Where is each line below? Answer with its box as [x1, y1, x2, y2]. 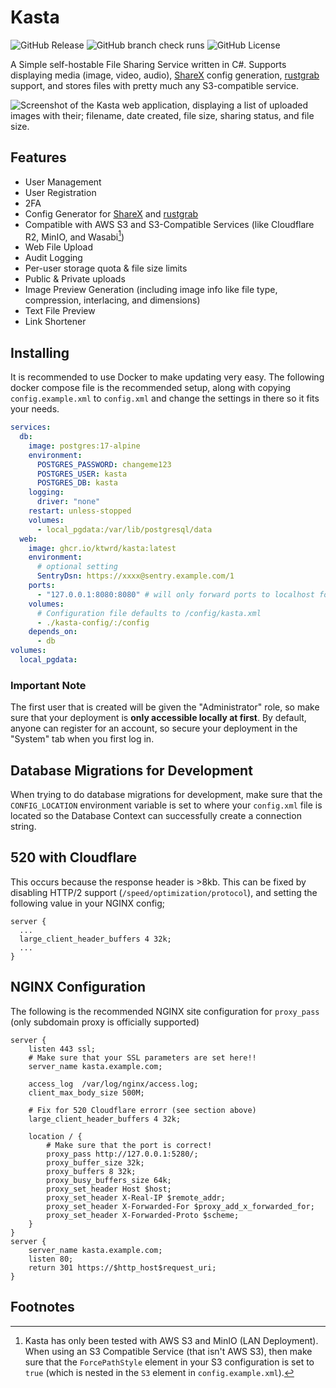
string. [10, 821, 37, 833]
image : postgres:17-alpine [28, 441, 141, 451]
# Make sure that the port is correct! [46, 1140, 213, 1150]
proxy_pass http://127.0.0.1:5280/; [46, 1149, 199, 1159]
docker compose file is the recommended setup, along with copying [10, 382, 292, 394]
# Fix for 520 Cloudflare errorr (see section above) [28, 1105, 257, 1115]
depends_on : [28, 627, 78, 637]
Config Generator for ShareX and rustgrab [24, 207, 199, 220]
